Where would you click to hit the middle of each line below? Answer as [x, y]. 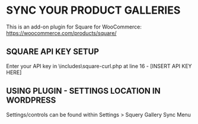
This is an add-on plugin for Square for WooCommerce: [74, 27]
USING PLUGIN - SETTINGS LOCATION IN [84, 91]
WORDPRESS [31, 101]
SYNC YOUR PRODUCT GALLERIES [93, 10]
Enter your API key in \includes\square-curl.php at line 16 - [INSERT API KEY [99, 66]
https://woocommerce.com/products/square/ [61, 33]
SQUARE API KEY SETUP [53, 52]
